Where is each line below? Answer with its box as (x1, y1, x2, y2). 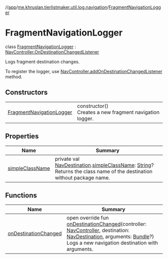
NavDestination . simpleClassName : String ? (54, 161, 154, 168)
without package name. (54, 174, 110, 181)
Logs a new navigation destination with (66, 239, 158, 246)
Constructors (5, 88, 48, 97)
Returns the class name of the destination (54, 168, 152, 175)
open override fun (66, 214, 109, 221)
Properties (5, 132, 39, 141)
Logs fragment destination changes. (5, 59, 80, 65)
